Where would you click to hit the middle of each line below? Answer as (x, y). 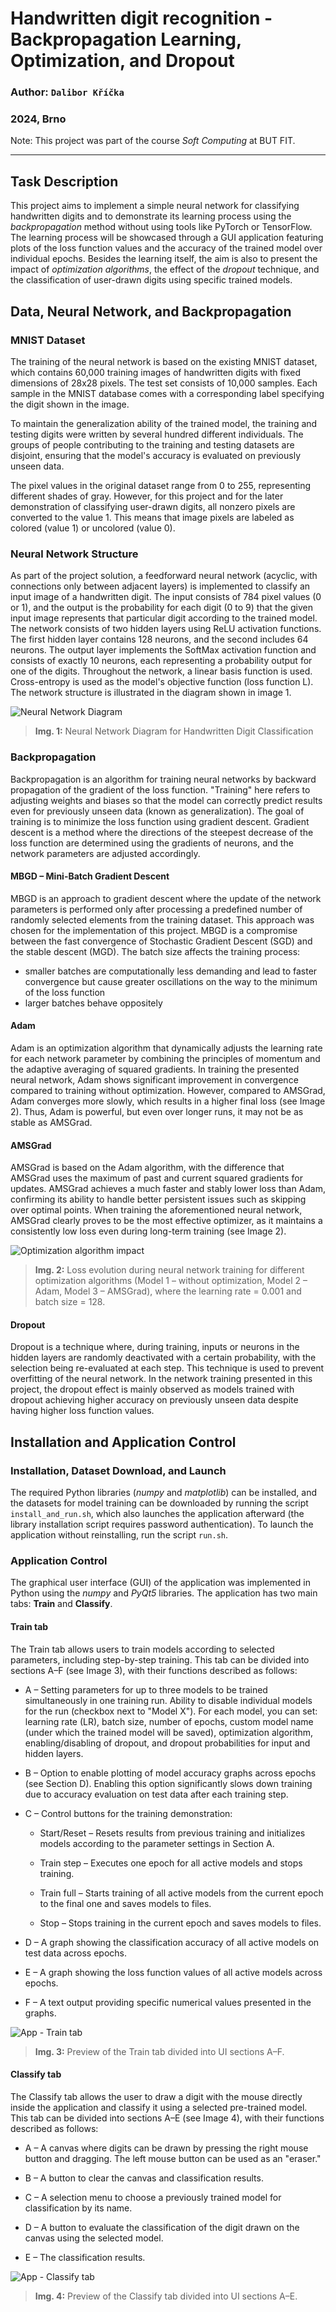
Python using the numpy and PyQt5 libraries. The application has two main (164, 1593)
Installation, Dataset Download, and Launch (118, 1470)
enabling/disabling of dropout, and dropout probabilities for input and (167, 1743)
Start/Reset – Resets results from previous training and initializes (172, 1833)
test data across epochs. (76, 1953)
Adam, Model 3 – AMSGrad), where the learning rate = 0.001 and (168, 1291)
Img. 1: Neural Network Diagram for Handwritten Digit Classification (174, 731)
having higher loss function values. (82, 1411)
